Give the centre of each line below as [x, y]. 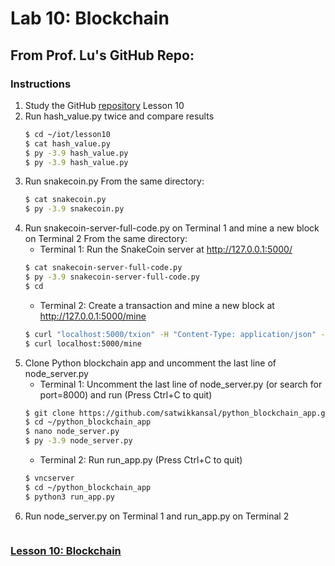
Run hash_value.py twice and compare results [119, 116]
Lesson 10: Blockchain [66, 550]
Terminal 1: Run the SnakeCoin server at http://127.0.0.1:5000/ [166, 249]
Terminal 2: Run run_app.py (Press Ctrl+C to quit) [141, 460]
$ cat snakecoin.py [65, 200]
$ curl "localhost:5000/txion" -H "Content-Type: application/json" [170, 334]
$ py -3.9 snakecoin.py [74, 209]
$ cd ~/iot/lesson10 [67, 134]
